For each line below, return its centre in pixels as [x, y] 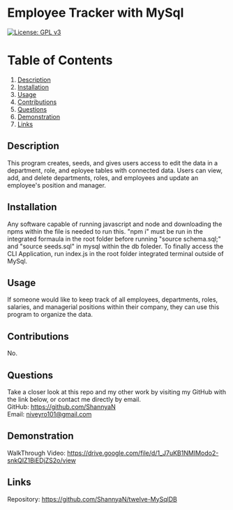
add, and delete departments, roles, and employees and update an [103, 178]
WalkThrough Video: [37, 453]
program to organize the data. [50, 315]
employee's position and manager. [57, 185]
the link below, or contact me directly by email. [74, 399]
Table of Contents [60, 60]
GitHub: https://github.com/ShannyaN [62, 407]
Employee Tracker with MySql [96, 13]
